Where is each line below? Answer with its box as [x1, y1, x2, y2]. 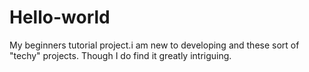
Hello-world [9, 6, 111, 29]
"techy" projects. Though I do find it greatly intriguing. [9, 49, 232, 61]
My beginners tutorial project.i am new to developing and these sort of [9, 39, 300, 51]
